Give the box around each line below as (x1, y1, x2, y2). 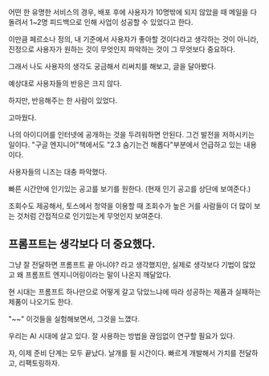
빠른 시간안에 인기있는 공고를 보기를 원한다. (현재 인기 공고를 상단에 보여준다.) (8, 184, 251, 194)
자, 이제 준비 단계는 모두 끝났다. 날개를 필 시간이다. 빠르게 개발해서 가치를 (8, 349, 237, 358)
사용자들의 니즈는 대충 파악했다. (8, 167, 108, 177)
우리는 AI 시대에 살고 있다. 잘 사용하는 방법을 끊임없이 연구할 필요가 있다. (8, 331, 235, 341)
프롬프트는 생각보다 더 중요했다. (8, 237, 156, 251)
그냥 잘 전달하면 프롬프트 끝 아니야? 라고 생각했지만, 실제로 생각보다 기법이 (8, 260, 241, 270)
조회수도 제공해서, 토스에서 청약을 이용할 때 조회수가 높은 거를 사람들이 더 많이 (8, 201, 253, 211)
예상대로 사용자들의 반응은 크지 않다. (8, 79, 122, 88)
